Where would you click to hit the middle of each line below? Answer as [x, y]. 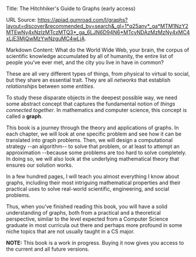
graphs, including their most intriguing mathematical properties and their [93, 182]
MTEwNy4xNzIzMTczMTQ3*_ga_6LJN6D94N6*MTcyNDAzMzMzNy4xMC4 [98, 32]
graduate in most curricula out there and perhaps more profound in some [94, 225]
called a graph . [24, 116]
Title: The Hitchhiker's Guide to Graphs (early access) [71, 9]
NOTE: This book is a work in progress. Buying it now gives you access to [95, 243]
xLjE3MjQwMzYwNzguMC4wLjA [45, 38]
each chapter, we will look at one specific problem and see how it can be [94, 134]
